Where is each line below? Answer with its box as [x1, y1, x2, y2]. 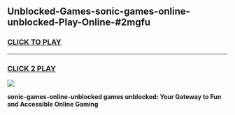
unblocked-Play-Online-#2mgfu [7, 17, 151, 29]
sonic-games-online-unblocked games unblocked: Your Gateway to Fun [7, 92, 222, 100]
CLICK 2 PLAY [7, 63, 56, 73]
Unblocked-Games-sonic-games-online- [7, 6, 191, 17]
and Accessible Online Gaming [7, 100, 99, 108]
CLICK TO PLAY [7, 38, 62, 47]
